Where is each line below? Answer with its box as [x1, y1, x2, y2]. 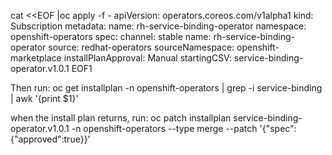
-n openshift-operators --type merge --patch [71, 123, 258, 134]
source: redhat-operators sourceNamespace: [48, 41, 235, 53]
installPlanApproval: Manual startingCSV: [63, 52, 232, 64]
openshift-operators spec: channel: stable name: [10, 31, 212, 42]
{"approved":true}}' [10, 133, 91, 145]
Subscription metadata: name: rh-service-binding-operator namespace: [10, 20, 307, 32]
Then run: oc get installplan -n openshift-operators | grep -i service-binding [10, 82, 323, 94]
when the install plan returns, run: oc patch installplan [10, 112, 232, 124]
